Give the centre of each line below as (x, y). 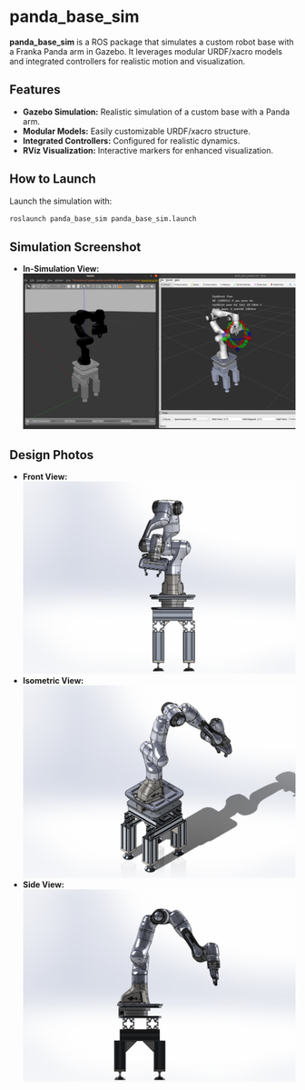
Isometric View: (53, 680)
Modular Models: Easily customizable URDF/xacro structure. (137, 131)
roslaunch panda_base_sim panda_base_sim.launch (103, 219)
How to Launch (53, 179)
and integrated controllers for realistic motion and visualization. (128, 61)
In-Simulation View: (61, 269)
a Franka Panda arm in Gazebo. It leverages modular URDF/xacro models (146, 51)
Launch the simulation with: (61, 201)
